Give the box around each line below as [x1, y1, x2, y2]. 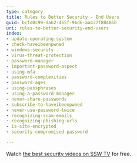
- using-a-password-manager [6, 91, 75, 97]
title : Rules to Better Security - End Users [6, 14, 119, 20]
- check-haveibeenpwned [6, 42, 65, 48]
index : [6, 31, 22, 36]
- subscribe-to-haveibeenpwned [6, 101, 83, 108]
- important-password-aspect [6, 63, 78, 69]
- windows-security [6, 47, 54, 53]
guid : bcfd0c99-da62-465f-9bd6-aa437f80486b [6, 19, 117, 25]
